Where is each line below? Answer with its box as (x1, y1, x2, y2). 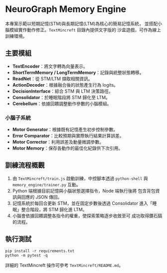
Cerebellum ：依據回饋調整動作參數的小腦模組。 (12, 101, 112, 107)
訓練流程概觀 (5, 161, 45, 170)
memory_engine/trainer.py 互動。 (12, 181, 81, 187)
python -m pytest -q (5, 253, 48, 258)
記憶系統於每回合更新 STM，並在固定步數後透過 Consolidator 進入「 (12, 200, 153, 206)
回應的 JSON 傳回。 (21, 194, 62, 200)
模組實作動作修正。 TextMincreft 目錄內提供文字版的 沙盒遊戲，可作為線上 (9, 26, 161, 33)
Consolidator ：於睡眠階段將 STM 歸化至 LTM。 (12, 94, 111, 100)
